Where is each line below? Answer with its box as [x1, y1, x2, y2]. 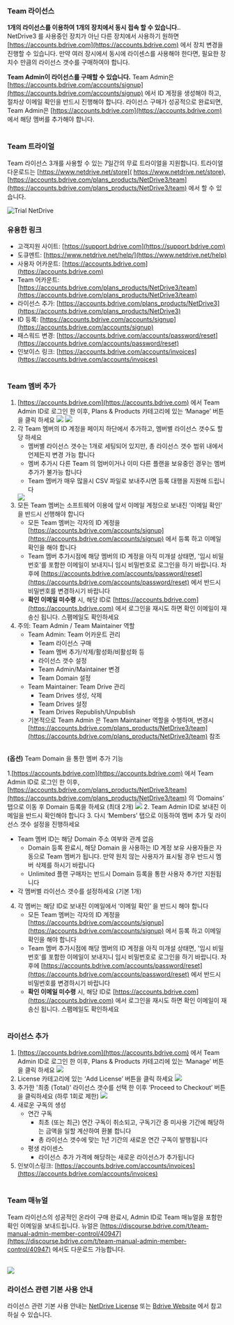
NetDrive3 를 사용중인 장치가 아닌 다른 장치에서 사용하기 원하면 [7, 32, 180, 40]
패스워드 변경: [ [17, 331, 59, 339]
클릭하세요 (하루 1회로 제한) [24, 1092, 100, 1101]
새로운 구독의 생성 [17, 1101, 66, 1109]
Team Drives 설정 [38, 700, 88, 708]
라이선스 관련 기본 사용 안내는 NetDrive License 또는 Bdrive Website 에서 [7, 1302, 210, 1310]
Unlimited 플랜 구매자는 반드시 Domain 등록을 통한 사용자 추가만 [27, 870, 203, 878]
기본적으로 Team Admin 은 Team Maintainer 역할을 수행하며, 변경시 [27, 716, 214, 725]
